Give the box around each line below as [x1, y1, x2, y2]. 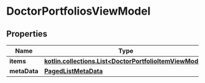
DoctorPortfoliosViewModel [6, 4, 151, 18]
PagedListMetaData [44, 67, 103, 75]
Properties [6, 29, 48, 39]
